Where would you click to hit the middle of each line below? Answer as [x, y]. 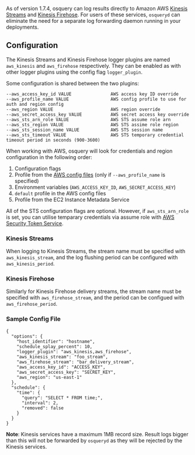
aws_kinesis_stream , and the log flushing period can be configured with [92, 257]
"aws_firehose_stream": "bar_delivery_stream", [75, 362]
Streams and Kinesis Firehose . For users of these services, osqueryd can [93, 15]
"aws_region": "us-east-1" [49, 377]
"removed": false [43, 408]
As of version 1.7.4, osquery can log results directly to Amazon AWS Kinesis [97, 8]
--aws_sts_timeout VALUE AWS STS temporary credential [95, 135]
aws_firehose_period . [32, 304]
